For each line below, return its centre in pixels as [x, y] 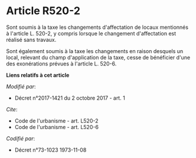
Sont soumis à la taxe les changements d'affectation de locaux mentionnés [97, 27]
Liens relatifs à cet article [38, 75]
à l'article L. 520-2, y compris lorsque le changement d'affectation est [91, 33]
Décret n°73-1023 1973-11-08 [50, 150]
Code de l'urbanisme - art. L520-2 [56, 121]
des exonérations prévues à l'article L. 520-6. [61, 64]
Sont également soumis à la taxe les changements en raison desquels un [95, 51]
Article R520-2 [43, 11]
